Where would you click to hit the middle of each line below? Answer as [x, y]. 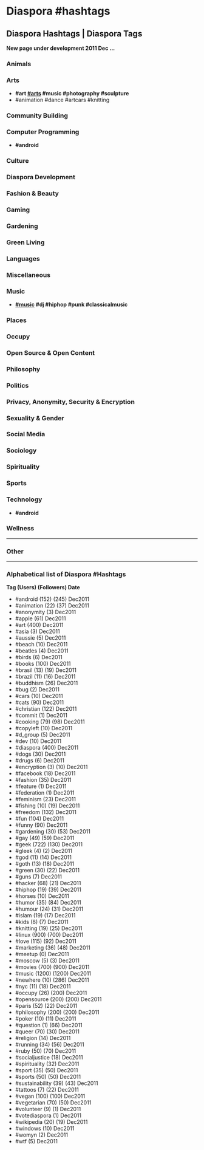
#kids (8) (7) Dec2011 [42, 922]
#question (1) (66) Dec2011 [49, 1025]
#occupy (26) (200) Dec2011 [51, 993]
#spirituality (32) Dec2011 [47, 1064]
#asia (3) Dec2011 [37, 631]
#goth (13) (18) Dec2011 [45, 864]
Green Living [25, 242]
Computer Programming [43, 132]
